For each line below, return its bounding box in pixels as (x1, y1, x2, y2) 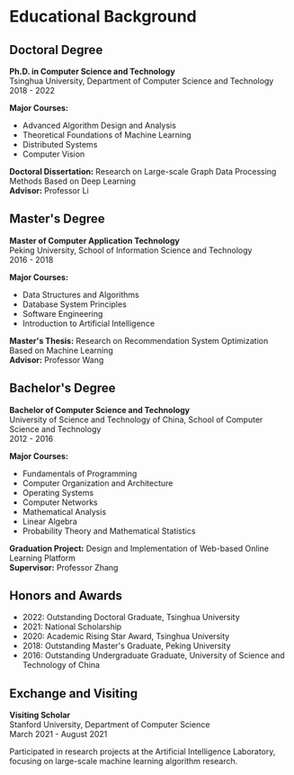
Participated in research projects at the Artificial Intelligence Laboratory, (9, 746, 276, 757)
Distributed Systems (22, 140, 98, 149)
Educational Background (9, 6, 197, 27)
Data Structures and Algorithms (22, 289, 139, 300)
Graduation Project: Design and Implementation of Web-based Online (9, 543, 270, 554)
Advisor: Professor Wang (9, 354, 104, 365)
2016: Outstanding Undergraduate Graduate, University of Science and (22, 650, 285, 661)
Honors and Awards (9, 588, 123, 604)
